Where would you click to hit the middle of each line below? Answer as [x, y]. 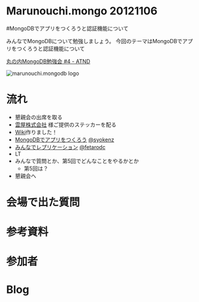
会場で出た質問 [43, 203]
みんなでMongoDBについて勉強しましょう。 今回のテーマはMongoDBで [94, 41]
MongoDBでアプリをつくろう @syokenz [64, 140]
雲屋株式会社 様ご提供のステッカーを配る [66, 125]
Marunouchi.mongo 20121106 [82, 11]
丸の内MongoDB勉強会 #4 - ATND [48, 61]
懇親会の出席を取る [39, 117]
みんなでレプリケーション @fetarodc [60, 147]
